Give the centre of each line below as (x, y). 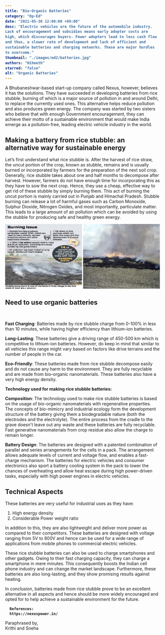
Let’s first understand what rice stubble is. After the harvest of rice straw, (79, 159)
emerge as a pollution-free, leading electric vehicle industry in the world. (79, 125)
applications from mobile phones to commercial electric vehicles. (71, 544)
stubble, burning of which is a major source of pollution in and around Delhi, (82, 99)
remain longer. (20, 435)
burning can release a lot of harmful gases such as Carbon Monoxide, (76, 201)
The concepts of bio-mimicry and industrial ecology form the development (81, 409)
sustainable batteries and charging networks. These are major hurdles (80, 47)
